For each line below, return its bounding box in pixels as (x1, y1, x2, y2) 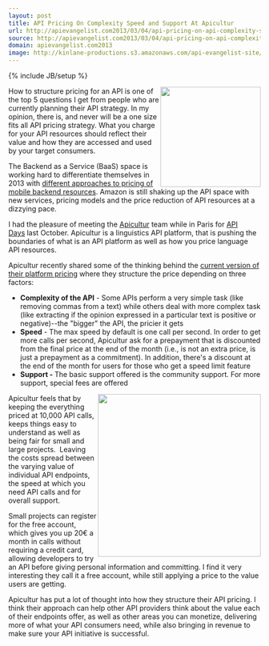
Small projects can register (8, 512, 97, 520)
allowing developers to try (8, 554, 94, 563)
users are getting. (8, 580, 66, 588)
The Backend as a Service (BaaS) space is (8, 162, 148, 171)
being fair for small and (8, 436, 85, 445)
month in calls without (8, 537, 82, 546)
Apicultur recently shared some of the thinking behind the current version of (8, 261, 260, 270)
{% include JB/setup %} (8, 71, 88, 80)
